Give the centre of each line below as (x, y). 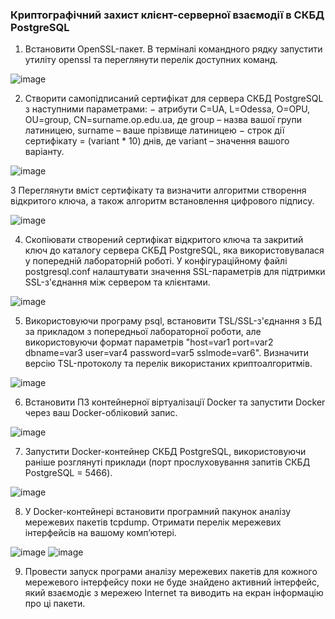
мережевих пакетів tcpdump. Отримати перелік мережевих (153, 522)
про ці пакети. (55, 604)
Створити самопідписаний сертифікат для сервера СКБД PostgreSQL (174, 99)
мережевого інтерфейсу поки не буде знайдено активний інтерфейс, (172, 582)
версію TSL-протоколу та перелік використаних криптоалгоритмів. (168, 364)
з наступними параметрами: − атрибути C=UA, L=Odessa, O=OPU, (167, 109)
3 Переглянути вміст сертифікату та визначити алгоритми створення (158, 190)
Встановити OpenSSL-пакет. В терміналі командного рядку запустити (173, 49)
